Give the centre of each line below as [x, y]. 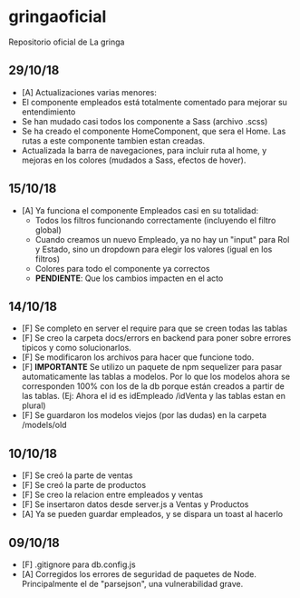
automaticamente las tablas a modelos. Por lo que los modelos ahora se [156, 377]
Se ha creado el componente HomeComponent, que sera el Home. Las [154, 131]
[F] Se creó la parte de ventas [77, 475]
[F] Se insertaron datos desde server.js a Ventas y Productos [135, 504]
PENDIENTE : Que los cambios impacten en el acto [129, 278]
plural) [34, 405]
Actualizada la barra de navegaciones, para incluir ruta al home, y [144, 150]
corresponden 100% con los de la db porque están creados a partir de [153, 386]
